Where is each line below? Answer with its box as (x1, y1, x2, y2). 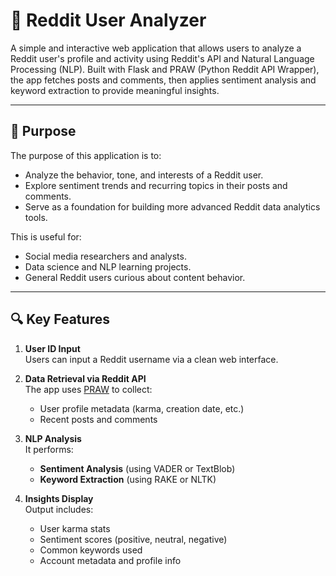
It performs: (24, 443, 74, 455)
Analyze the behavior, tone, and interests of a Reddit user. (24, 169, 264, 181)
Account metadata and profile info (39, 554, 182, 566)
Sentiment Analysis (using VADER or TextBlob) (39, 462, 236, 474)
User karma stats (39, 522, 111, 534)
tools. (24, 211, 48, 223)
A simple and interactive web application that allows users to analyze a (10, 42, 302, 54)
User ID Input (24, 342, 81, 354)
